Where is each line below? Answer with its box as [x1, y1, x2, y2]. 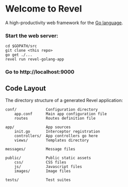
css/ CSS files [14, 159, 67, 165]
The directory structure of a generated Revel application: [5, 97, 123, 103]
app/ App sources [5, 124, 71, 130]
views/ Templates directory [14, 138, 89, 143]
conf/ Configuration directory [5, 107, 98, 112]
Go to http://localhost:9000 [5, 68, 75, 75]
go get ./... [5, 52, 33, 58]
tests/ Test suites [5, 177, 71, 182]
